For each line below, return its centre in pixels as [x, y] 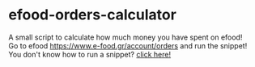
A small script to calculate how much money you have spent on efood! [125, 37]
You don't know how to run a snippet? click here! [90, 54]
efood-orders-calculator [92, 15]
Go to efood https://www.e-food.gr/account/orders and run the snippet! [128, 45]
